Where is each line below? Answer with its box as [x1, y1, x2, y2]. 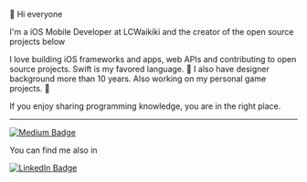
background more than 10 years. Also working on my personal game [9, 73, 267, 84]
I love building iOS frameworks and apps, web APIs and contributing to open [9, 54, 297, 64]
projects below [9, 37, 66, 47]
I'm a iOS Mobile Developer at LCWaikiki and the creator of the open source [9, 27, 294, 37]
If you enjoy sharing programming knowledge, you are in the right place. [9, 101, 281, 112]
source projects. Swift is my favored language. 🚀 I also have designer [9, 64, 270, 74]
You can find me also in [9, 145, 98, 155]
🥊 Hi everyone [9, 9, 63, 19]
